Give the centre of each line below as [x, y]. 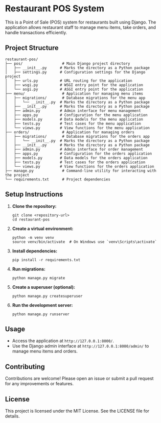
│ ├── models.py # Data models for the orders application [76, 158]
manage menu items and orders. [45, 351]
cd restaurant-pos [31, 219]
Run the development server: [43, 305]
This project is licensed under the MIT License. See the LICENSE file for [77, 411]
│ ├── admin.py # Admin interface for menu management [73, 111]
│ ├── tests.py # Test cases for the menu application [73, 124]
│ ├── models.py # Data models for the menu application [74, 119]
